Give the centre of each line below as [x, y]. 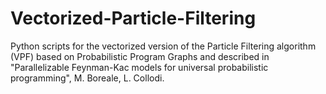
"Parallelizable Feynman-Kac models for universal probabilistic [139, 67]
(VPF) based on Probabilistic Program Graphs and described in [140, 56]
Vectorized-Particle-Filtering [133, 18]
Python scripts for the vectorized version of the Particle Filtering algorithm [163, 46]
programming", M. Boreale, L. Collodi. [87, 78]
